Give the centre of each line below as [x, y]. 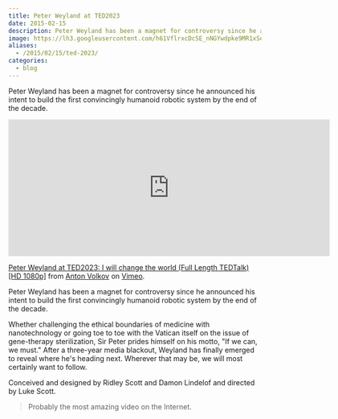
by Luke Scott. [32, 391]
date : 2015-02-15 [37, 23]
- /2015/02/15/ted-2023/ [57, 53]
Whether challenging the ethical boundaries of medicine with [109, 324]
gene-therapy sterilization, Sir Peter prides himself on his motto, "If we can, [133, 341]
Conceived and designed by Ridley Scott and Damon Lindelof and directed [132, 382]
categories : [28, 61]
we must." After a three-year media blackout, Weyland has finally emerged [132, 350]
